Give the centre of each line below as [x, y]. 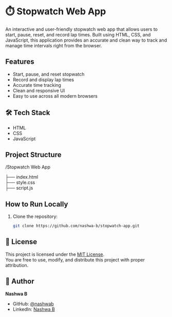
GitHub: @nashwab [33, 304]
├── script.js [19, 188]
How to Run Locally [37, 204]
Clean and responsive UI [39, 90]
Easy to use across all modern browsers [55, 96]
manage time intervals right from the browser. [54, 45]
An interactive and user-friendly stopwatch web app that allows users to [82, 29]
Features [20, 62]
